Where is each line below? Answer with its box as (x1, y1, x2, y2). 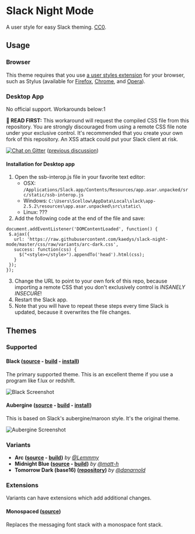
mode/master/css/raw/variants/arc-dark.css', (6, 242, 119, 247)
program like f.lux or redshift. (6, 377, 76, 384)
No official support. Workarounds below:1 (6, 106, 106, 113)
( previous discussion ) (46, 147, 99, 154)
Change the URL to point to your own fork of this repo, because (14, 277, 168, 285)
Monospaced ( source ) (6, 508, 61, 515)
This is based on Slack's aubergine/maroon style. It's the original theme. (6, 414, 180, 421)
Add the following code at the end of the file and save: (14, 215, 145, 222)
